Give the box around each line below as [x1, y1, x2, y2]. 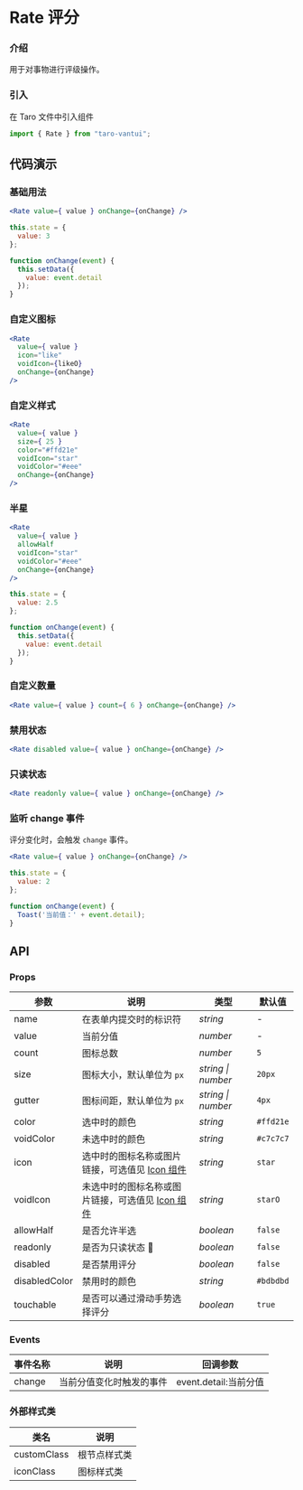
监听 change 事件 [9, 811, 85, 824]
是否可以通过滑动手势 [81, 1292, 173, 1305]
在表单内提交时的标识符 [81, 1013, 182, 1026]
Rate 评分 [9, 7, 79, 28]
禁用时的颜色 [81, 1275, 137, 1288]
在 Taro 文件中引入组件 [9, 111, 95, 122]
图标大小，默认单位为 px [81, 1069, 185, 1082]
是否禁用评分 [81, 1259, 137, 1271]
